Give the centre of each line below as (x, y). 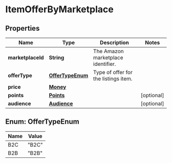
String (57, 57)
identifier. (104, 64)
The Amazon (108, 51)
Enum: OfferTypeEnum (42, 122)
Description (114, 43)
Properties (23, 28)
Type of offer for (113, 72)
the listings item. (113, 79)
